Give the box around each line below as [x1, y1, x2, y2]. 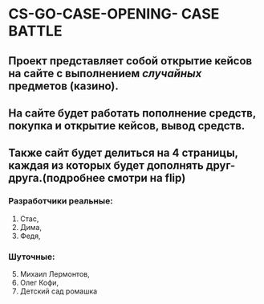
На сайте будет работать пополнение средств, [8, 106, 257, 120]
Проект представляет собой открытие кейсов [8, 54, 253, 68]
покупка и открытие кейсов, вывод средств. [8, 118, 246, 133]
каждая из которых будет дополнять [8, 158, 205, 173]
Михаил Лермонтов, [19, 269, 90, 278]
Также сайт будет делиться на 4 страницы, [8, 146, 238, 160]
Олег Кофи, [19, 277, 59, 287]
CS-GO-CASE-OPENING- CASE [8, 5, 220, 23]
